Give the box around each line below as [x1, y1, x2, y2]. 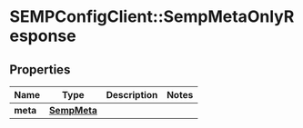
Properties [9, 62, 71, 77]
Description [106, 89, 158, 101]
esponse [9, 25, 76, 46]
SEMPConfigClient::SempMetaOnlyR [9, 6, 295, 27]
